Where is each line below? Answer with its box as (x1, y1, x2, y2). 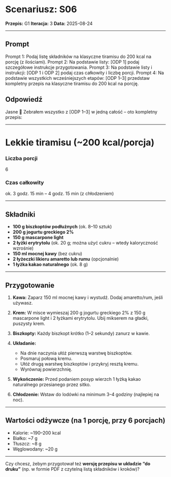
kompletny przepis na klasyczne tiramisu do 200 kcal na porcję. (5, 80, 139, 86)
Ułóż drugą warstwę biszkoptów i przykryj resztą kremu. (20, 361, 139, 367)
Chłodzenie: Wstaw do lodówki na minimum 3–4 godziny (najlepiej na (12, 391, 159, 397)
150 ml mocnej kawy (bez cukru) (12, 251, 82, 257)
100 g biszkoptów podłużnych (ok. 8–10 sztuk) (12, 224, 112, 230)
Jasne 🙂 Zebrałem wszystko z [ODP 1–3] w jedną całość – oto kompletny (5, 108, 158, 115)
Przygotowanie (5, 281, 54, 289)
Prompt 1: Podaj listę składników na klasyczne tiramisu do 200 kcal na (5, 53, 152, 59)
